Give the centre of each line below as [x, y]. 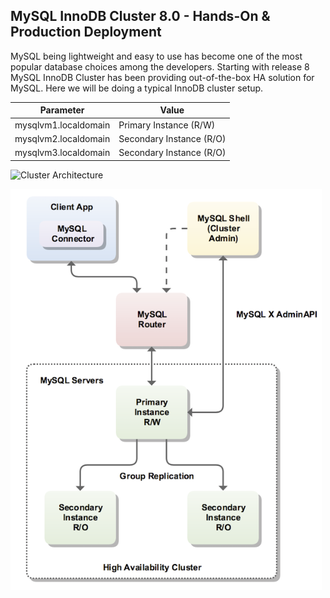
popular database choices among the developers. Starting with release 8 [160, 66]
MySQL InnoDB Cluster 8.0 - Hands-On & [140, 16]
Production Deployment [86, 32]
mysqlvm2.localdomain [62, 138]
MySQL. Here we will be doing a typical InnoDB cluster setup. [137, 88]
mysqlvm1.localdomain [62, 125]
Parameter [62, 110]
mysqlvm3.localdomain [62, 153]
